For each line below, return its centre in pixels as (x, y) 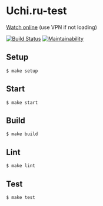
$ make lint (21, 166)
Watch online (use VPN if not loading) (51, 27)
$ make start (22, 102)
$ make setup (22, 71)
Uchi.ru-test (36, 11)
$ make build (22, 134)
